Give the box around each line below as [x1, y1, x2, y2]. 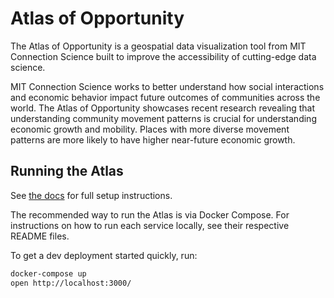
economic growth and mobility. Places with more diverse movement [10, 123, 290, 135]
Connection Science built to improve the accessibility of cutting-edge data [10, 50, 317, 62]
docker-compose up [10, 268, 87, 279]
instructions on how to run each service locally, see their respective [10, 219, 290, 231]
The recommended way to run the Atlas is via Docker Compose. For [10, 208, 290, 221]
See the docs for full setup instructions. [10, 189, 173, 201]
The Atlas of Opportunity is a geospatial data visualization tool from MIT [10, 40, 307, 52]
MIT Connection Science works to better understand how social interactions [10, 80, 325, 92]
